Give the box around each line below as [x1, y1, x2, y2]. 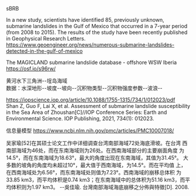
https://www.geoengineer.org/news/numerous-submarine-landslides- [6, 41, 174, 48]
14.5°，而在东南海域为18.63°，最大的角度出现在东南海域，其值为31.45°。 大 [6, 154, 189, 161]
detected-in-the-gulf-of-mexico [6, 48, 83, 55]
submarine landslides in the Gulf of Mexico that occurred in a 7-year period [6, 23, 188, 29]
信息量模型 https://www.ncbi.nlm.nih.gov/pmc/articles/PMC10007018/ [6, 127, 174, 134]
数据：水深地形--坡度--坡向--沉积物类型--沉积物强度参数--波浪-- [6, 85, 163, 92]
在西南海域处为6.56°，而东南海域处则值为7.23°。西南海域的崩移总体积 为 [6, 169, 181, 175]
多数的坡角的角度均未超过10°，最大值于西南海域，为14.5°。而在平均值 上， [6, 161, 186, 168]
